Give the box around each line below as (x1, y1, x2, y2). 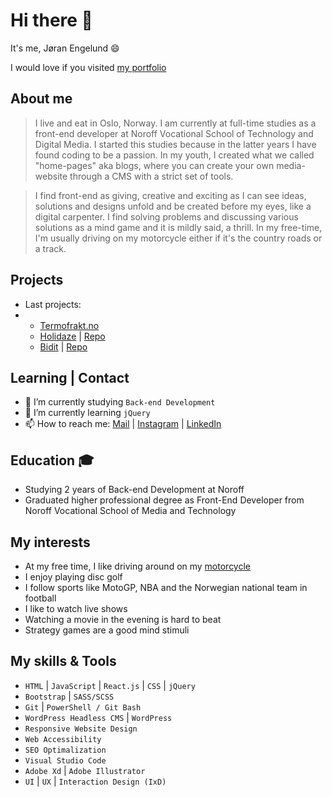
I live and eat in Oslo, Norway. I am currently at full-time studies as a (34, 117, 317, 129)
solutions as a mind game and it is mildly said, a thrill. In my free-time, (34, 221, 323, 233)
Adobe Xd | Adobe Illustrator (24, 764, 146, 776)
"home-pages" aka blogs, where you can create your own (34, 159, 275, 171)
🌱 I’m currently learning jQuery (24, 407, 151, 419)
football (24, 592, 57, 604)
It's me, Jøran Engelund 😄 (10, 42, 120, 54)
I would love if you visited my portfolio (10, 61, 167, 73)
